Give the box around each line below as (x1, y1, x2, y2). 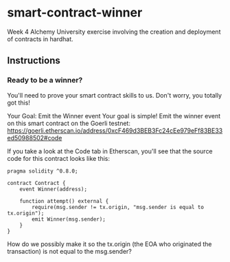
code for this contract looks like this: (7, 154, 111, 162)
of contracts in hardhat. (7, 34, 73, 43)
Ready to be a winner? (7, 76, 83, 85)
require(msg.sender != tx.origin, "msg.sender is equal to (32, 204, 205, 210)
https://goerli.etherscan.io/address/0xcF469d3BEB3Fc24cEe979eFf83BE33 (7, 126, 223, 135)
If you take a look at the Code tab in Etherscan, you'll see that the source (7, 146, 213, 155)
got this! (7, 98, 31, 107)
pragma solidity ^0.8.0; (7, 167, 78, 175)
